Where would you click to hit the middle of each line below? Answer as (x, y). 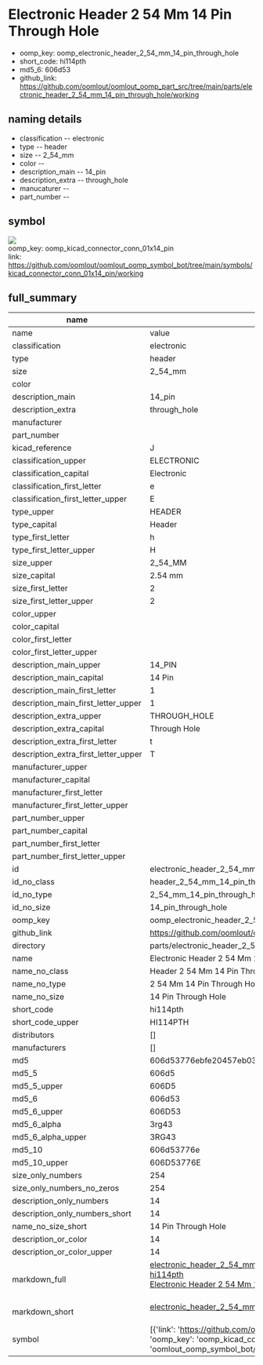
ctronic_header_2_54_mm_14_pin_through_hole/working (109, 94)
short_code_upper (45, 1023)
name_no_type (39, 984)
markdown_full (39, 1279)
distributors (33, 1035)
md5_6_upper (38, 1111)
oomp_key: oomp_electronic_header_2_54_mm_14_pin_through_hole (129, 53)
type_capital (34, 525)
